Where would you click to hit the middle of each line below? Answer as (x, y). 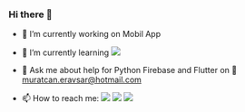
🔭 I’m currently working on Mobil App (91, 34)
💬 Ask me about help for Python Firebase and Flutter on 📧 (129, 70)
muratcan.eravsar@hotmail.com (82, 79)
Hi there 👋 (31, 14)
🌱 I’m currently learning (65, 52)
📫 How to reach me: (60, 98)
